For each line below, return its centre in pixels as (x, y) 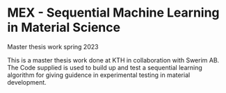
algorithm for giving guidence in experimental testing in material (99, 75)
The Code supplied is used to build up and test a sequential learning (105, 67)
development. (27, 82)
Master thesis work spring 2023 (53, 46)
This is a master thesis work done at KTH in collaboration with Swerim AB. (113, 60)
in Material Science (64, 27)
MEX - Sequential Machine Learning (114, 13)
